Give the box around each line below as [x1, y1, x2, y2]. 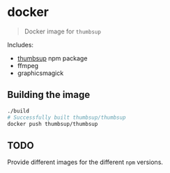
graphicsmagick [17, 69, 64, 77]
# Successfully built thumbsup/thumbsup [7, 114, 127, 121]
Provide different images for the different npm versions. [7, 158, 164, 167]
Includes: [7, 40, 33, 49]
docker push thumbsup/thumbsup [7, 120, 98, 127]
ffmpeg [17, 61, 39, 69]
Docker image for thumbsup [24, 27, 101, 35]
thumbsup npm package [17, 53, 88, 63]
